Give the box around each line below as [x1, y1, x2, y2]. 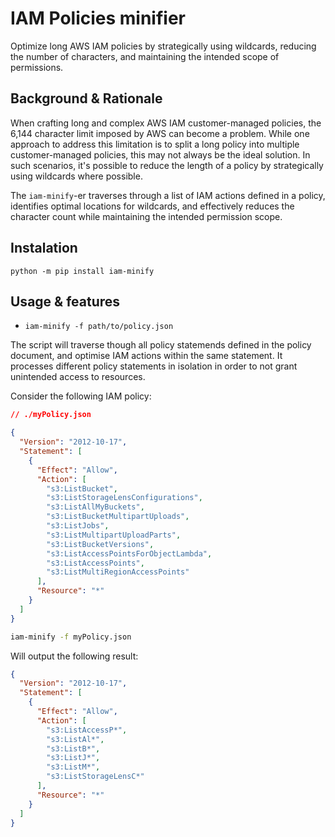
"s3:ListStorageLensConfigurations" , [46, 493, 203, 503]
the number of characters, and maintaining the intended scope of [10, 50, 280, 62]
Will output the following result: [10, 650, 139, 662]
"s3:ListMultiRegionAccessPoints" [46, 567, 190, 577]
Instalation [10, 240, 78, 257]
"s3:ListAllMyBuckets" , [46, 502, 145, 512]
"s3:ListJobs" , [46, 521, 110, 531]
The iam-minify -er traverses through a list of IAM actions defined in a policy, [10, 189, 326, 201]
